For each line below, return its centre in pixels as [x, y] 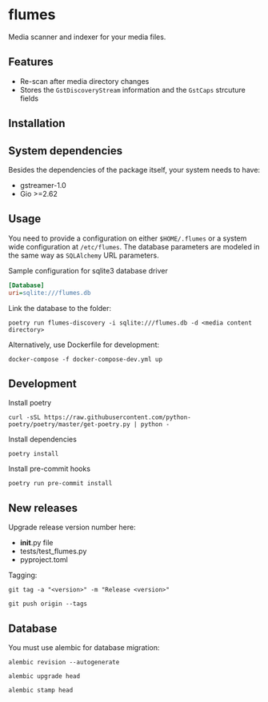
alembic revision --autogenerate [64, 662]
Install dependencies [43, 439]
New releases [43, 508]
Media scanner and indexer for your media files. [87, 37]
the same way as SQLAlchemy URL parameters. [84, 255]
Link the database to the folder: [60, 308]
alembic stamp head [41, 690]
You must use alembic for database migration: [84, 647]
